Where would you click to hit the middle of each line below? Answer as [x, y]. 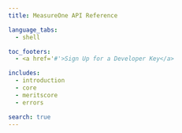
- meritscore [37, 95]
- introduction [40, 81]
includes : [24, 73]
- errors [30, 103]
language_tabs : [33, 30]
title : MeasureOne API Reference [63, 15]
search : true [30, 117]
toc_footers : [30, 51]
